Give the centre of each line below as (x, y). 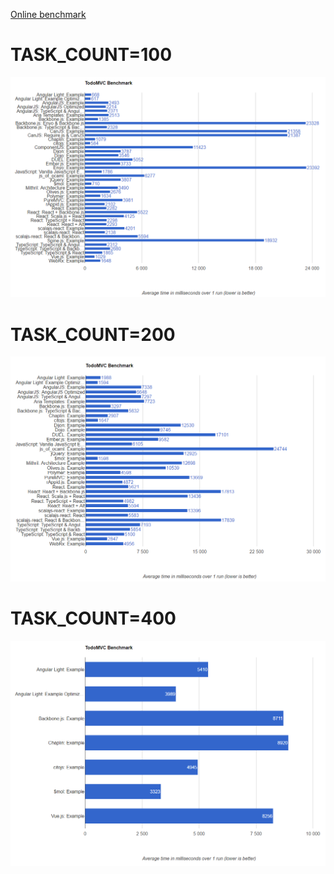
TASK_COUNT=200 (93, 334)
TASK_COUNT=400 (93, 618)
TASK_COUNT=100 (91, 55)
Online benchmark (48, 14)
